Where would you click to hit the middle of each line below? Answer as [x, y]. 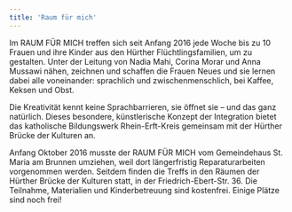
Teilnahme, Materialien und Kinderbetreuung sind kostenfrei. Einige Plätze [145, 190]
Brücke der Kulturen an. [52, 135]
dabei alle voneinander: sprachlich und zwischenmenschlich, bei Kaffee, [142, 80]
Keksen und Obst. [42, 90]
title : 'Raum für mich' [53, 17]
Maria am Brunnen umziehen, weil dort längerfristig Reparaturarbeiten [138, 161]
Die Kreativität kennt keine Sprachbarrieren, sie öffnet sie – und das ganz [143, 106]
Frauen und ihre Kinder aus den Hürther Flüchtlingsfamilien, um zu [131, 52]
